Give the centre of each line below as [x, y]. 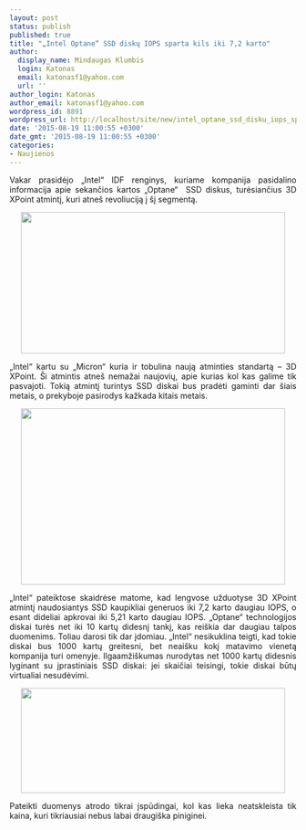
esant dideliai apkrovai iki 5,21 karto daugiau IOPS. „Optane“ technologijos [153, 616]
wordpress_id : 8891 [46, 111]
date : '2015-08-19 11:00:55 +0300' [77, 129]
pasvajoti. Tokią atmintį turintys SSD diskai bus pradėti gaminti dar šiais [153, 385]
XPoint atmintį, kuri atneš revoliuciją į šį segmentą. [104, 199]
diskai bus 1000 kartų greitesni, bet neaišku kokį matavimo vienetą [153, 646]
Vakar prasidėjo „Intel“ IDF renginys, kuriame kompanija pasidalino [153, 180]
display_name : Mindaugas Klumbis [81, 60]
